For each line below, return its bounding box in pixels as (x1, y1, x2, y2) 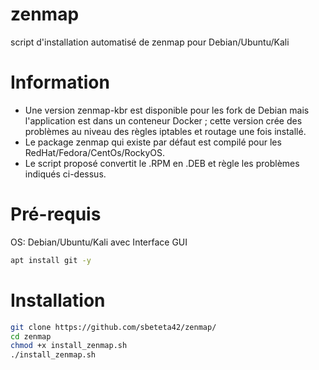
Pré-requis (10, 203, 102, 226)
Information (10, 71, 110, 94)
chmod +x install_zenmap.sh (10, 341, 128, 351)
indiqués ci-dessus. (24, 168, 107, 180)
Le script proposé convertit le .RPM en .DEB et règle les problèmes (24, 157, 300, 169)
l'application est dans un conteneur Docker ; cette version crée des (24, 114, 303, 127)
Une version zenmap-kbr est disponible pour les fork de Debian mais (24, 104, 310, 116)
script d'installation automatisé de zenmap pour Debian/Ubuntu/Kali (10, 36, 290, 48)
